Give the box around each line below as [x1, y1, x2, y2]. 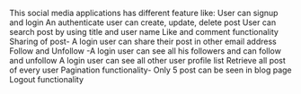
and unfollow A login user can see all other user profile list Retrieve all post [9, 56, 286, 65]
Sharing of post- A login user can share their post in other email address [9, 36, 277, 47]
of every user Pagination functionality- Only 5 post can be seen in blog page [9, 64, 292, 75]
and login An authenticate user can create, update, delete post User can [9, 17, 277, 28]
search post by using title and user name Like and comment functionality [9, 27, 279, 37]
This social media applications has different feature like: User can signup [9, 8, 279, 18]
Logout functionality [9, 74, 84, 84]
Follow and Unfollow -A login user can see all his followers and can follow [9, 46, 281, 56]
